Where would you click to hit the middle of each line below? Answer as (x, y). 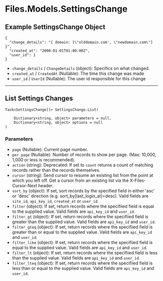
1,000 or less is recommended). (44, 160)
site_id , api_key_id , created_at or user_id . (55, 201)
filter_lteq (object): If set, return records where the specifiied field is (82, 263)
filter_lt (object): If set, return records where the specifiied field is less (85, 253)
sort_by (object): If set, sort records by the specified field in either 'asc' (83, 191)
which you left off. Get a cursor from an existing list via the (70, 180)
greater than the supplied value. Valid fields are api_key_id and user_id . (84, 222)
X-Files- (138, 180)
